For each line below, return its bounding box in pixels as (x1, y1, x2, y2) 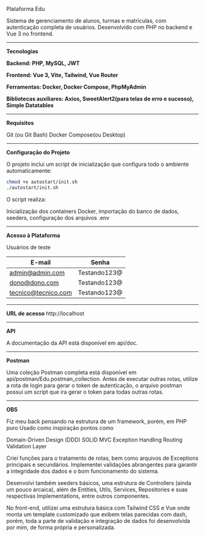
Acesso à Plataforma (6, 231, 60, 239)
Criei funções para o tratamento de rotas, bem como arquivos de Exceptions (6, 454, 199, 462)
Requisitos (6, 119, 34, 126)
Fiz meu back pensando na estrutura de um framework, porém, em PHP (6, 418, 187, 425)
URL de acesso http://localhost (6, 309, 85, 317)
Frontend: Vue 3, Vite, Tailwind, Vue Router (6, 72, 118, 78)
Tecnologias (6, 48, 38, 54)
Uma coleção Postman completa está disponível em (6, 369, 137, 376)
